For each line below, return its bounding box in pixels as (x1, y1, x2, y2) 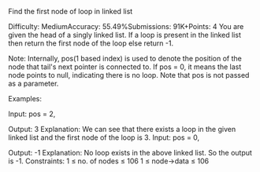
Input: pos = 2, (8, 109, 56, 119)
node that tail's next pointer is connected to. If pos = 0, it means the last (8, 62, 242, 71)
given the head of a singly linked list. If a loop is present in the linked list (8, 31, 242, 39)
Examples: (8, 94, 42, 103)
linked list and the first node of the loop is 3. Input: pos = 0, (8, 133, 200, 142)
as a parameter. (8, 79, 59, 88)
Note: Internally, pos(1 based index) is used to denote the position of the (8, 54, 242, 63)
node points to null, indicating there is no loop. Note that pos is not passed (8, 71, 250, 79)
